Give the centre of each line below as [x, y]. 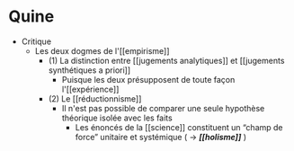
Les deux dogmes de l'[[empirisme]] [102, 50]
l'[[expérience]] [90, 89]
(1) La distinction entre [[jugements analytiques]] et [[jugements [166, 60]
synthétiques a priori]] [89, 70]
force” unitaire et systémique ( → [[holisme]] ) [160, 137]
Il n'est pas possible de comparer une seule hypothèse [163, 108]
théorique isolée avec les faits [117, 118]
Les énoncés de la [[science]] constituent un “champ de [179, 127]
